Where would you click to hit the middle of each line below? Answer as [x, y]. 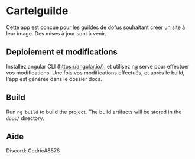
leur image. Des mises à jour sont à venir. [56, 33]
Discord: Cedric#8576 [33, 151]
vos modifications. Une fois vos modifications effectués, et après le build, [95, 73]
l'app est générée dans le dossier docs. [54, 79]
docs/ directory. [25, 118]
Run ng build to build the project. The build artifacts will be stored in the [94, 112]
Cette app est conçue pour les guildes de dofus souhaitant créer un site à [96, 27]
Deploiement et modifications [62, 52]
